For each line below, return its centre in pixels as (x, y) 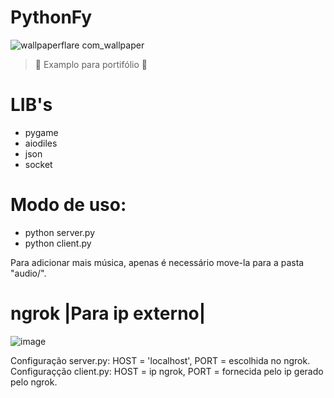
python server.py (60, 232)
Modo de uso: (68, 205)
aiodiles (41, 143)
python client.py (58, 243)
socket (38, 164)
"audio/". (28, 273)
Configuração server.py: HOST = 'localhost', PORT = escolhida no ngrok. (160, 360)
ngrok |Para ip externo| (108, 313)
